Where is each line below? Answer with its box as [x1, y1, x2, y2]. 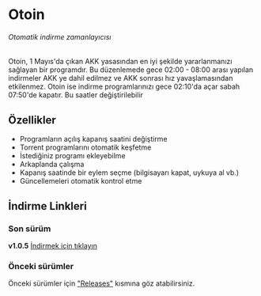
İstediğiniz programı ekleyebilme [19, 151, 126, 161]
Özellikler [8, 113, 57, 127]
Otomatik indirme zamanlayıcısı [8, 32, 112, 41]
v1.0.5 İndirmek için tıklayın [8, 241, 97, 250]
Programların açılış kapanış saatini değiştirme [19, 135, 168, 144]
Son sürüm [8, 223, 51, 234]
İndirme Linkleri [8, 199, 87, 213]
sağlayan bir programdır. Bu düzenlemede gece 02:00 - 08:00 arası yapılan [8, 65, 254, 74]
